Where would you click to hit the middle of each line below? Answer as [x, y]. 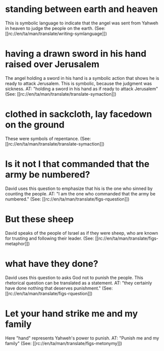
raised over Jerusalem [52, 65]
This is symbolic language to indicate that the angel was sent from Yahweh [82, 23]
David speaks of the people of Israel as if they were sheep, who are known [82, 233]
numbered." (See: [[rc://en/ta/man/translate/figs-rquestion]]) [67, 199]
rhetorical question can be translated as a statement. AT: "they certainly [79, 283]
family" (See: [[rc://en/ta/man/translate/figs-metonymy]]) [64, 343]
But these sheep [40, 219]
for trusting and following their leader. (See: [50, 238]
